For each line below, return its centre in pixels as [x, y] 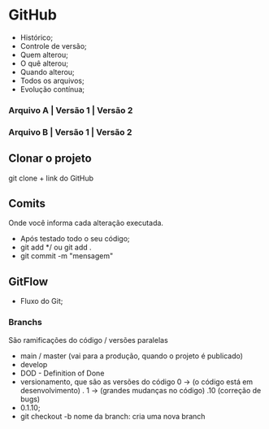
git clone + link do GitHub [51, 178]
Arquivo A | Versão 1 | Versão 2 [71, 110]
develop [34, 364]
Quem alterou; [44, 54]
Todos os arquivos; [52, 80]
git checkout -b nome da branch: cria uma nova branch [113, 416]
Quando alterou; [47, 71]
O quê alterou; [44, 63]
